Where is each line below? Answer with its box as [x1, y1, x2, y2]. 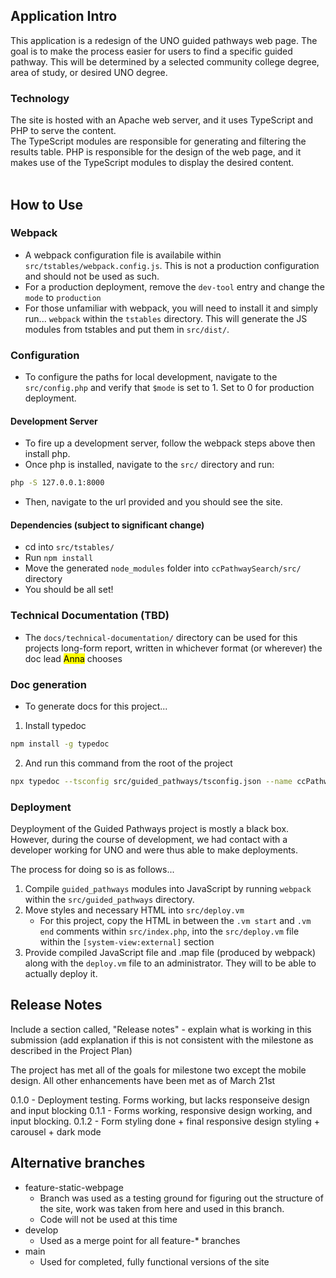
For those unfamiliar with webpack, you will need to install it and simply [24, 302, 318, 314]
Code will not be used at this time [39, 1213, 178, 1225]
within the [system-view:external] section [39, 936, 215, 948]
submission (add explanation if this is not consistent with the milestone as [10, 1034, 314, 1046]
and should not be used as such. [24, 270, 160, 282]
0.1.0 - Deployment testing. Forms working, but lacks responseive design [10, 1094, 310, 1106]
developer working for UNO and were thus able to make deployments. [10, 844, 299, 856]
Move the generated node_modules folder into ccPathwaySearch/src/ [24, 562, 302, 574]
